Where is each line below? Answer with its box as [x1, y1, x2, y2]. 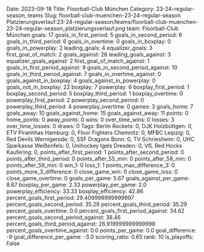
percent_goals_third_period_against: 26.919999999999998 [6, 220, 156, 227]
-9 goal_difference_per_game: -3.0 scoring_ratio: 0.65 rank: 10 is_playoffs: [6, 233, 194, 240]
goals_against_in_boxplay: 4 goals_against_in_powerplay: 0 [6, 77, 156, 84]
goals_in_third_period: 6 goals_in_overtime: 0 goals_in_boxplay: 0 [6, 38, 172, 45]
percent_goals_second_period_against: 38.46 [6, 214, 121, 221]
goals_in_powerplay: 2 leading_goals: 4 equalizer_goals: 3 [6, 44, 153, 52]
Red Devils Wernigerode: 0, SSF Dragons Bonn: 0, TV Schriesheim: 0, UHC [6, 136, 195, 143]
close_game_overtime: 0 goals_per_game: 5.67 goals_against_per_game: [6, 175, 190, 181]
